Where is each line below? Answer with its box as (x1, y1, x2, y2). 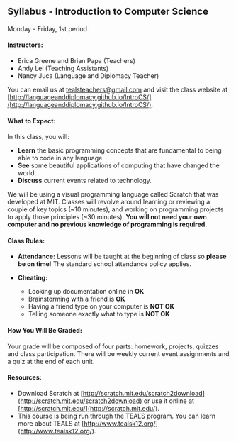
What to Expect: (7, 116, 56, 125)
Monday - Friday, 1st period (7, 24, 87, 33)
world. (17, 169, 37, 177)
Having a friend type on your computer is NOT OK (28, 302, 175, 311)
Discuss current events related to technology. (17, 177, 152, 185)
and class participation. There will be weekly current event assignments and (7, 349, 230, 358)
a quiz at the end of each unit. (7, 357, 95, 365)
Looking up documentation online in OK (28, 287, 145, 296)
